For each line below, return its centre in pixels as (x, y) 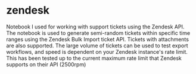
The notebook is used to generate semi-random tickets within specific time (98, 33)
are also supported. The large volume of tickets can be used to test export (97, 46)
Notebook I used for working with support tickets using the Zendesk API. (95, 27)
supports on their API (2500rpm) (46, 64)
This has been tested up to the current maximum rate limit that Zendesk (94, 58)
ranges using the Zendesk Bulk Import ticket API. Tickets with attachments (98, 39)
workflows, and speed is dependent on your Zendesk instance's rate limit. (97, 52)
